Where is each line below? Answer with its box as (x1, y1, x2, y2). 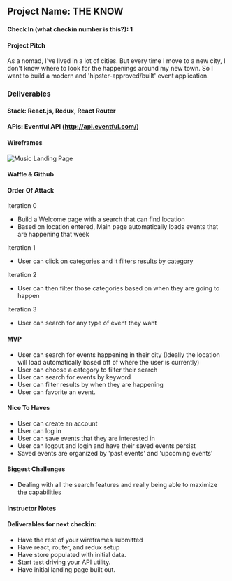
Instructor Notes (7, 504, 57, 512)
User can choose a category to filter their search (17, 365, 158, 374)
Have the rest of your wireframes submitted (17, 535, 143, 544)
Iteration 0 (7, 202, 37, 210)
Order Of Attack (7, 185, 55, 195)
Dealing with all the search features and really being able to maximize (17, 480, 218, 489)
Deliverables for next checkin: (7, 520, 96, 528)
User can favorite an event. (17, 388, 96, 396)
